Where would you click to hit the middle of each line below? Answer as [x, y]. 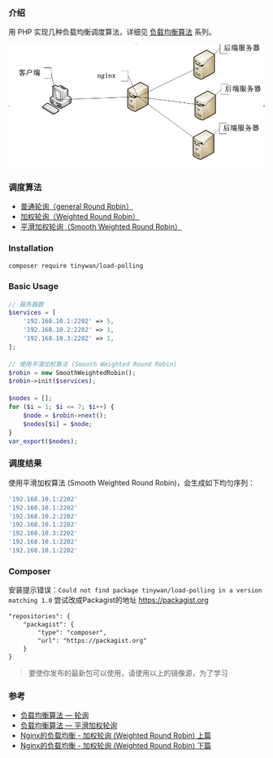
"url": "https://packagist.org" [93, 641]
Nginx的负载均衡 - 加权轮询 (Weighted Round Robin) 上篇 [115, 735]
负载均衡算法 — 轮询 [54, 715]
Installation [31, 248]
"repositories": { [39, 617]
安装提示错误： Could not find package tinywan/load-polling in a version [135, 590]
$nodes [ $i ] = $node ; [58, 424]
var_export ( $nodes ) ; [43, 441]
